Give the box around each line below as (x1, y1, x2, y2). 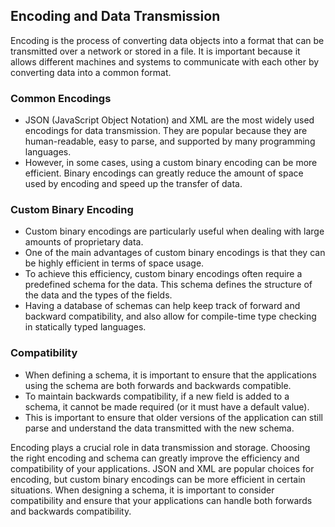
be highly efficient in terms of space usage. (24, 257, 205, 269)
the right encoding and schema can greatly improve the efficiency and (10, 452, 300, 464)
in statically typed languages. (24, 321, 147, 333)
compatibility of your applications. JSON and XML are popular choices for (10, 462, 315, 474)
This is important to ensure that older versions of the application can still (24, 411, 323, 423)
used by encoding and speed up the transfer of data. (24, 178, 243, 190)
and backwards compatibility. (10, 505, 132, 517)
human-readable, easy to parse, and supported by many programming (24, 135, 316, 148)
